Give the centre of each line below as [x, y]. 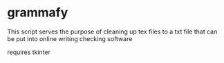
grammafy [38, 13]
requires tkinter [29, 52]
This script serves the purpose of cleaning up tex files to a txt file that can [112, 32]
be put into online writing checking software [70, 38]
